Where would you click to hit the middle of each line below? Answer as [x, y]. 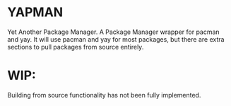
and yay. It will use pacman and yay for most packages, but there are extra [116, 39]
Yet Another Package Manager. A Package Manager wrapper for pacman [114, 32]
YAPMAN [35, 12]
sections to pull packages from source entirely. [76, 47]
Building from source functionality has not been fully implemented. [104, 95]
